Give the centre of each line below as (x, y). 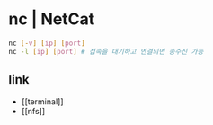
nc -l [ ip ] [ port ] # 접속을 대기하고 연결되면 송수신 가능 (106, 51)
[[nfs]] (33, 111)
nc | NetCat (52, 19)
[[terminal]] (42, 101)
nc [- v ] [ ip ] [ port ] (47, 43)
